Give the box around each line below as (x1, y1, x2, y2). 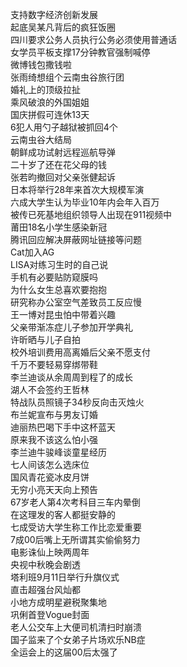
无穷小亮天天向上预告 (10, 484, 98, 495)
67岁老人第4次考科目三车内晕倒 (10, 496, 141, 508)
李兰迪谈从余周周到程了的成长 (10, 371, 133, 383)
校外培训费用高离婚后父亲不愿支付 (10, 346, 151, 358)
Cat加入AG (10, 246, 55, 258)
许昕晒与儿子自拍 (10, 334, 81, 345)
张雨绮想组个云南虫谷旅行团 (10, 71, 125, 83)
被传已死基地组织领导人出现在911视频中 (10, 209, 173, 220)
